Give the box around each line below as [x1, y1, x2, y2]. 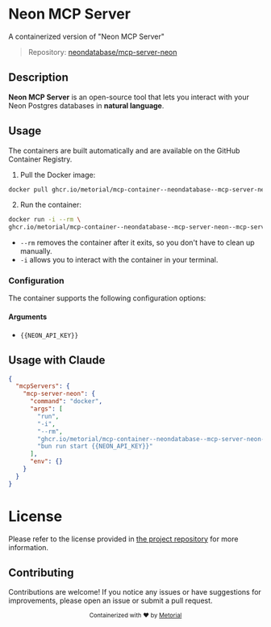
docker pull [8, 185, 48, 194]
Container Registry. [8, 154, 73, 164]
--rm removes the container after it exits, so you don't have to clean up [19, 238, 256, 247]
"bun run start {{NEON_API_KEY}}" [37, 442, 153, 451]
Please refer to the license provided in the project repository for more [8, 534, 239, 544]
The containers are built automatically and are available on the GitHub [8, 145, 240, 155]
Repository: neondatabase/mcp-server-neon [27, 47, 177, 57]
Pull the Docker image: [19, 170, 96, 179]
